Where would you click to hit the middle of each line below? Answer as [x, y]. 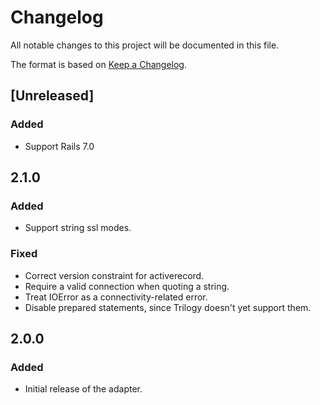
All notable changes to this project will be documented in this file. [145, 45]
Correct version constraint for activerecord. [114, 275]
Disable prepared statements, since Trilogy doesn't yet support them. [168, 307]
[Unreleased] [52, 96]
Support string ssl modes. [78, 228]
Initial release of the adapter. [83, 389]
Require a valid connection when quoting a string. [127, 286]
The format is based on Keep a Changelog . [98, 64]
